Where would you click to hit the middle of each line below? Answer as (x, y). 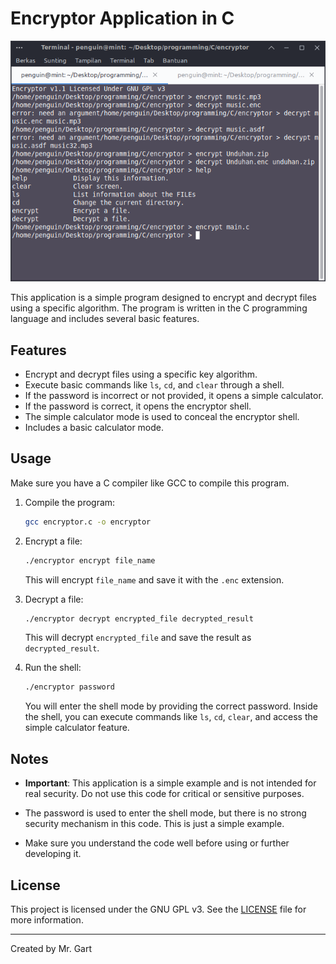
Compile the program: (70, 502)
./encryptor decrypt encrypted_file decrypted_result (139, 618)
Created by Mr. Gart (51, 948)
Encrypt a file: (53, 541)
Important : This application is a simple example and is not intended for (170, 783)
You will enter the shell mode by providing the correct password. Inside (171, 706)
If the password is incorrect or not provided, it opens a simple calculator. (174, 396)
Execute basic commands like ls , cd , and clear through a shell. (154, 385)
